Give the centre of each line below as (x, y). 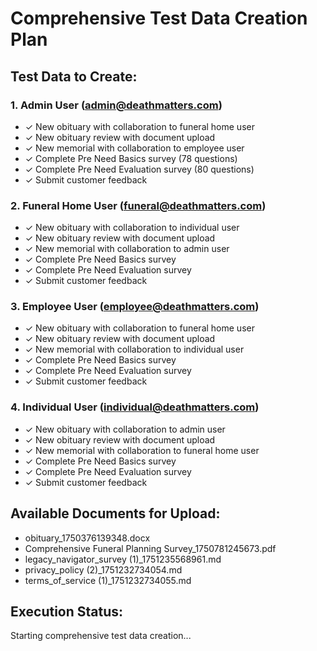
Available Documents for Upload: (115, 513)
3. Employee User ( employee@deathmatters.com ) (135, 307)
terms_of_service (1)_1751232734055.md (108, 580)
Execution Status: (67, 611)
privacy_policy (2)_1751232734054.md (103, 569)
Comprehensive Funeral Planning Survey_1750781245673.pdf (150, 548)
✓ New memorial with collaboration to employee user (134, 148)
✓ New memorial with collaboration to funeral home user (142, 450)
